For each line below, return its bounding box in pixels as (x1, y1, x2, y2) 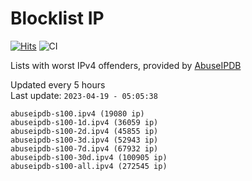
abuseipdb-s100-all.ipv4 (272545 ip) (10, 161, 168, 171)
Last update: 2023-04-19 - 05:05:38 (10, 89, 158, 101)
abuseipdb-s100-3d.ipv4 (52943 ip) (10, 135, 159, 145)
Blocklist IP (10, 7, 105, 30)
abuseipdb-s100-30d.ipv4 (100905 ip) (10, 152, 168, 162)
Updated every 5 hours (10, 78, 106, 91)
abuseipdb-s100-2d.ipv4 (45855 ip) (10, 126, 159, 136)
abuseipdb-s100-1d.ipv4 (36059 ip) (10, 117, 159, 127)
